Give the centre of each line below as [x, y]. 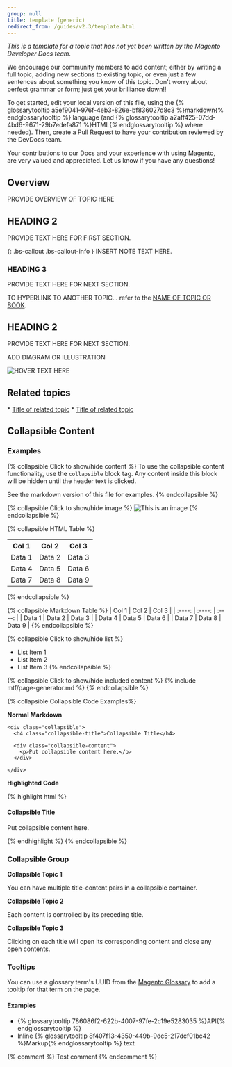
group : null [24, 14]
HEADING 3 [27, 269]
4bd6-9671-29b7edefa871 [44, 125]
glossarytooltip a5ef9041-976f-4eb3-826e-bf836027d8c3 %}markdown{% [116, 110]
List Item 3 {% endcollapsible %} [64, 667]
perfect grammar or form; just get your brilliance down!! [87, 89]
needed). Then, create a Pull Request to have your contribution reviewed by [115, 132]
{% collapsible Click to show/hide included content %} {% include [102, 680]
